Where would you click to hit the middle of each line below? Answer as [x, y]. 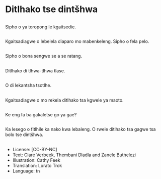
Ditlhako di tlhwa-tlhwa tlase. [35, 71]
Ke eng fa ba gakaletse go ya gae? [41, 114]
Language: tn [26, 171]
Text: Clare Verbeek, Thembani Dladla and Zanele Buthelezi [74, 155]
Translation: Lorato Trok [37, 165]
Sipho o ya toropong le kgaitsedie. [41, 27]
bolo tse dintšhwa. [24, 135]
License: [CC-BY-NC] [35, 149]
